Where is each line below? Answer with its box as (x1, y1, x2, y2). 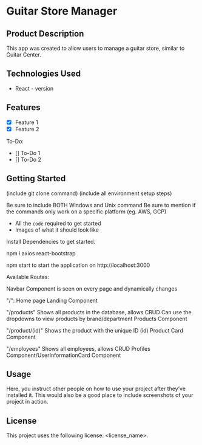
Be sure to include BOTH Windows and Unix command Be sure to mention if (6, 201, 196, 209)
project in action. (6, 398, 49, 405)
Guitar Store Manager (6, 4, 118, 18)
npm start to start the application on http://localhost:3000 (6, 261, 150, 269)
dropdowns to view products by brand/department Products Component (6, 315, 187, 322)
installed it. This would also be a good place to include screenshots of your (6, 392, 194, 399)
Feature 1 (15, 119, 38, 126)
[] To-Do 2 (15, 156, 41, 163)
